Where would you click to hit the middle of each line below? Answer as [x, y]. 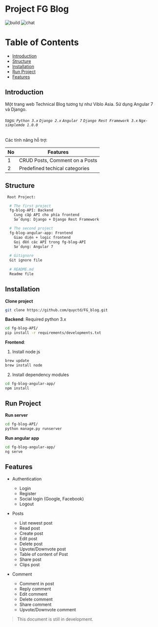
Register [28, 493]
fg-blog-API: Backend [31, 210]
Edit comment [33, 594]
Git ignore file [26, 260]
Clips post [30, 564]
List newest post [36, 523]
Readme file [22, 274]
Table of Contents [42, 42]
